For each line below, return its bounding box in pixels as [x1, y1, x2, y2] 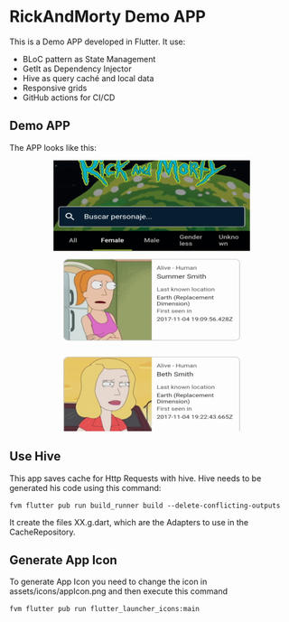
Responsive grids [22, 82, 88, 93]
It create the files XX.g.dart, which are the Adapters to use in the [9, 516, 249, 527]
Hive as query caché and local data [22, 72, 154, 83]
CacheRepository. [9, 526, 76, 537]
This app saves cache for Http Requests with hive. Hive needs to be [9, 472, 262, 484]
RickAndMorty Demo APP [9, 6, 206, 27]
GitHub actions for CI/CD [22, 92, 116, 103]
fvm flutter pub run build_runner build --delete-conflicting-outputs [9, 501, 281, 510]
